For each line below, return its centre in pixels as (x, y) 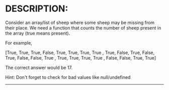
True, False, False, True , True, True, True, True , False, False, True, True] (81, 57)
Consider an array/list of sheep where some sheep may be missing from (80, 22)
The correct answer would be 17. (39, 67)
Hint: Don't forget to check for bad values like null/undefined (68, 77)
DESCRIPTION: (37, 9)
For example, (19, 42)
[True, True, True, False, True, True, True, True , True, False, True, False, (80, 52)
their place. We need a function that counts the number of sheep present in (83, 27)
